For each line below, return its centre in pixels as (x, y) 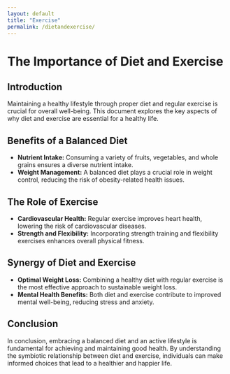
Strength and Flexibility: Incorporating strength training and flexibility (118, 233)
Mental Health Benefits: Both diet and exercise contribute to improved (119, 294)
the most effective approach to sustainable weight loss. (97, 287)
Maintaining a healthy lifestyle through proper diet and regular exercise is (113, 104)
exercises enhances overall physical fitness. (81, 241)
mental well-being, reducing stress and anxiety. (86, 302)
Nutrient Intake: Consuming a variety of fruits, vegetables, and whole (118, 157)
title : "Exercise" (34, 20)
